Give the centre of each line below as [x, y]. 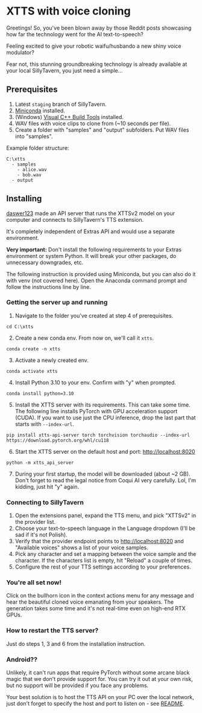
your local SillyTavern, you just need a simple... [65, 70]
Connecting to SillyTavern [45, 502]
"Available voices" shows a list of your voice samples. [82, 547]
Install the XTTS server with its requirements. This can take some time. [103, 405]
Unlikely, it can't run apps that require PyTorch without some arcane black [98, 673]
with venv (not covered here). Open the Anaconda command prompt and [96, 280]
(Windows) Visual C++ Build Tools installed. [69, 117]
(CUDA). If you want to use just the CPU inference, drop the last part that [105, 418]
